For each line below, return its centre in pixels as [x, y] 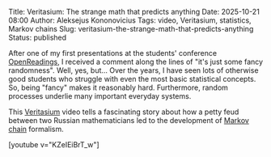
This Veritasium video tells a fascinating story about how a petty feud [124, 112]
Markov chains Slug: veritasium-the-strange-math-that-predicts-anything [131, 29]
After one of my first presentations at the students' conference [112, 53]
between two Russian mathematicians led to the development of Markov [129, 120]
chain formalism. [36, 129]
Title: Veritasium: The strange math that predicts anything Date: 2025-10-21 [134, 12]
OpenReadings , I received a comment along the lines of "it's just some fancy [136, 62]
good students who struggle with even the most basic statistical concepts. [132, 79]
